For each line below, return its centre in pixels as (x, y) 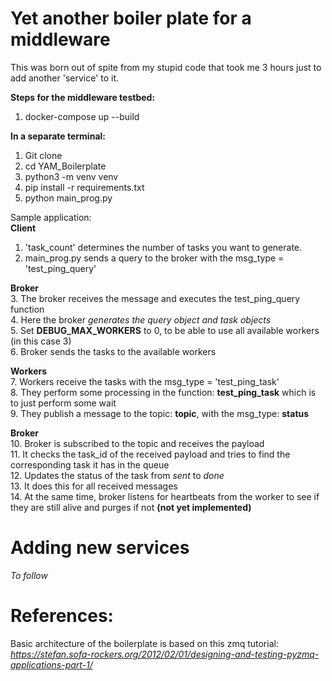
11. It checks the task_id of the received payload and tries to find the (150, 454)
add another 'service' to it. (65, 78)
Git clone (43, 155)
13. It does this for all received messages (94, 486)
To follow (29, 575)
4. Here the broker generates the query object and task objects (141, 319)
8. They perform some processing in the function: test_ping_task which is (163, 392)
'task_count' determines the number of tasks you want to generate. (163, 247)
